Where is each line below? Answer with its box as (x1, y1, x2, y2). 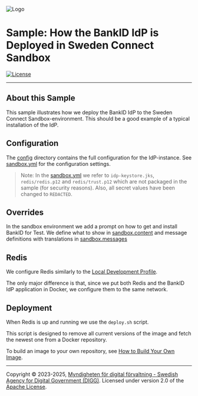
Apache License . (6, 383, 47, 390)
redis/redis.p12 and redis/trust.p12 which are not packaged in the (20, 178, 187, 185)
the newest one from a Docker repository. (6, 336, 107, 343)
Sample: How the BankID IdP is (6, 26, 159, 39)
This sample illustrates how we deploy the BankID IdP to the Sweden (6, 109, 173, 116)
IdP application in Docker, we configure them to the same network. (6, 286, 168, 293)
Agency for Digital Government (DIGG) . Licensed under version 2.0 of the (6, 377, 184, 384)
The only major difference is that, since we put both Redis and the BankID (6, 279, 184, 287)
